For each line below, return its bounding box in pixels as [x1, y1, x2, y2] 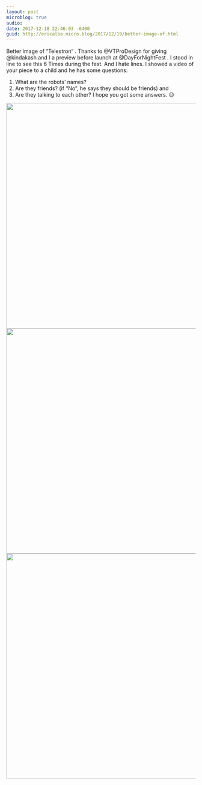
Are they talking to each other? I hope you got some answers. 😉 [14, 91, 174, 99]
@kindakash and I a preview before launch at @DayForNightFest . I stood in [6, 54, 194, 61]
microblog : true [6, 14, 47, 20]
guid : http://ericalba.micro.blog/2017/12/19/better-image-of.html [6, 31, 179, 37]
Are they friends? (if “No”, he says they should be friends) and [14, 85, 169, 92]
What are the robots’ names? [14, 79, 87, 86]
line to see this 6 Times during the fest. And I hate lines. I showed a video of [6, 61, 194, 68]
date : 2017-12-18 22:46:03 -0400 [6, 25, 90, 32]
